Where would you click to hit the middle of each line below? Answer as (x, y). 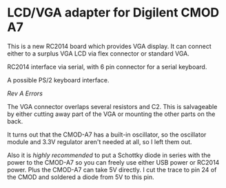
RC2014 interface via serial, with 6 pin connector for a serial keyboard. (107, 67)
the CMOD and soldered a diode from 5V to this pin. (81, 177)
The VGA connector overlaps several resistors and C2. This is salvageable (112, 106)
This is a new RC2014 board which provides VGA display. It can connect (109, 46)
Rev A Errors (25, 93)
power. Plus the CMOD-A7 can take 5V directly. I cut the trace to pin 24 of (112, 169)
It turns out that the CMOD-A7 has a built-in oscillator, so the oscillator (107, 134)
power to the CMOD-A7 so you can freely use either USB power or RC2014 (113, 162)
